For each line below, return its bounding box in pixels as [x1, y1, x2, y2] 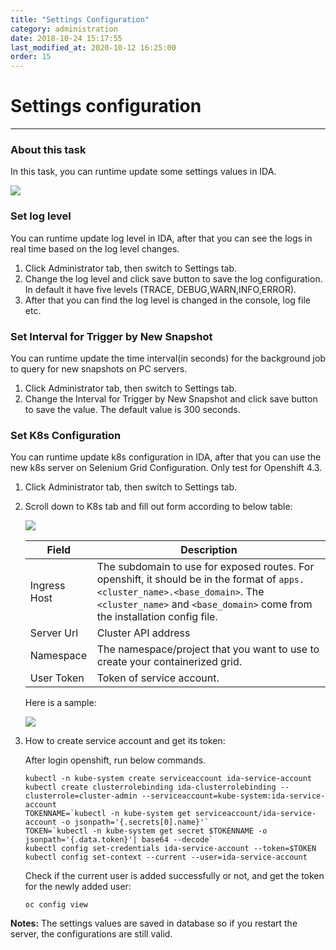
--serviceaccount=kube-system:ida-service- [141, 791, 326, 801]
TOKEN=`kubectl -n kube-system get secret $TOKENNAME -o [24, 826, 268, 836]
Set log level [10, 209, 72, 223]
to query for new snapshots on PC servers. [10, 362, 188, 375]
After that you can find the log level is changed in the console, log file [24, 294, 311, 306]
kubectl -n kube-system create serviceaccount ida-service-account [24, 774, 312, 784]
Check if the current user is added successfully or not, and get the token [24, 870, 325, 882]
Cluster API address [96, 626, 191, 640]
